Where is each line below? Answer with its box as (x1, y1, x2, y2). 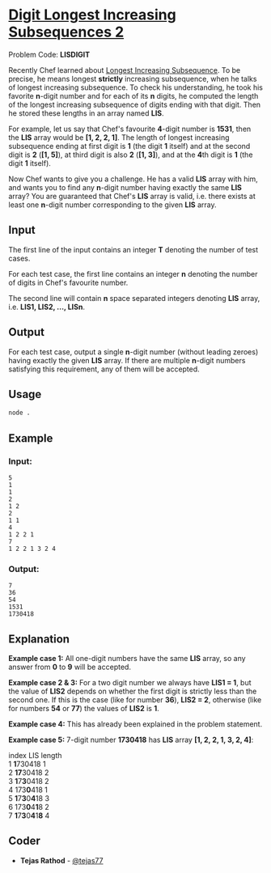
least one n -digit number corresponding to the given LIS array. (8, 200, 217, 210)
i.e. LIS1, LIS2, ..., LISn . (8, 302, 85, 311)
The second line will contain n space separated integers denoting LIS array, (8, 293, 260, 303)
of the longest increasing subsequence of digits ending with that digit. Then (8, 100, 261, 109)
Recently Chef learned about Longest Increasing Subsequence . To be (8, 65, 241, 74)
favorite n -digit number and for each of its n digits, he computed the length (8, 91, 259, 100)
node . (8, 409, 31, 417)
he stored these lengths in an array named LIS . (8, 108, 164, 118)
